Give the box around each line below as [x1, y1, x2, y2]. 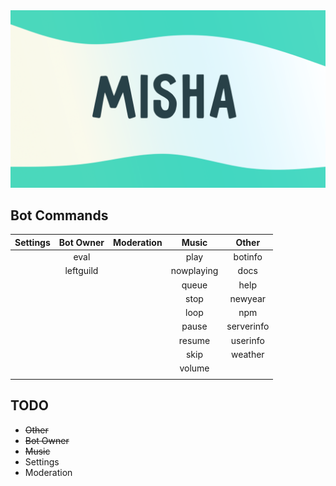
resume [178, 334, 211, 346]
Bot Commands [10, 207, 109, 224]
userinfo [230, 334, 265, 346]
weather [230, 348, 265, 360]
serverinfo [226, 320, 270, 333]
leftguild [64, 265, 99, 277]
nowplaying [170, 265, 219, 277]
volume [179, 362, 210, 374]
